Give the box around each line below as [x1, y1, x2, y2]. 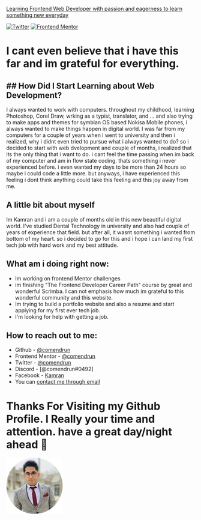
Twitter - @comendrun [14, 359, 71, 366]
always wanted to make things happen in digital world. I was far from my [6, 125, 185, 132]
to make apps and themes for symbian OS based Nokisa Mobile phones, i [6, 119, 188, 125]
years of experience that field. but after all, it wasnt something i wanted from [6, 228, 196, 236]
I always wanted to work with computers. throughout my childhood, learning [6, 106, 195, 113]
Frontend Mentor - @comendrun [14, 352, 96, 360]
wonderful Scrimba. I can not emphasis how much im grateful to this [14, 288, 184, 295]
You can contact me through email [14, 378, 100, 385]
